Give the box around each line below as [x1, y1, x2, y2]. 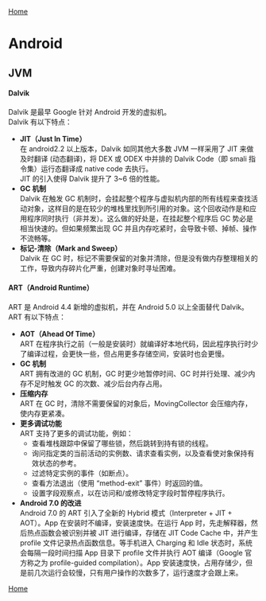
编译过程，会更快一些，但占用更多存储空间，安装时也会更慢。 [26, 349, 229, 358]
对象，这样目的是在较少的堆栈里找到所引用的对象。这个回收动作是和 [26, 203, 250, 213]
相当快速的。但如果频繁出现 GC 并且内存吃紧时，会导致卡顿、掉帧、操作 [19, 223, 257, 233]
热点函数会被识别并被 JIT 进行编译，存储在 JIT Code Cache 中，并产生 [26, 528, 258, 537]
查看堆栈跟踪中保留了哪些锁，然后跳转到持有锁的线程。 [31, 438, 213, 448]
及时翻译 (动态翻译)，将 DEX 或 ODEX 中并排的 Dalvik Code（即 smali [19, 154, 248, 163]
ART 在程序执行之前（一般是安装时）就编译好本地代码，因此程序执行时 [19, 338, 252, 349]
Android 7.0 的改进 [19, 498, 82, 508]
